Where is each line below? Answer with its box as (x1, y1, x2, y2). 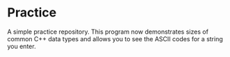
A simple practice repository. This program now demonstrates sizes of (7, 27, 208, 36)
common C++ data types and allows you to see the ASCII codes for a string (7, 34, 224, 43)
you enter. (7, 42, 36, 50)
